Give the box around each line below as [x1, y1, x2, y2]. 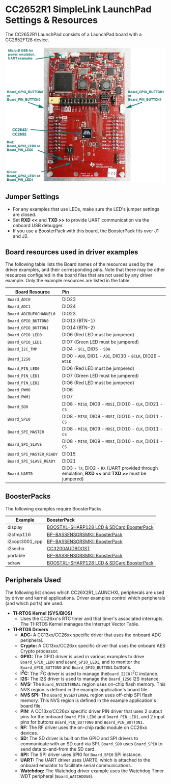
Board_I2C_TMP [7, 346, 38, 352]
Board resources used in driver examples [5, 248, 138, 257]
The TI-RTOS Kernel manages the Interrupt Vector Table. [20, 620, 140, 627]
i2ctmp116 [7, 531, 32, 537]
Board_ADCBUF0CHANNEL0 [7, 311, 56, 316]
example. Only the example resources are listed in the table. [5, 278, 131, 284]
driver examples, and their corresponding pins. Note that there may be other [5, 266, 165, 273]
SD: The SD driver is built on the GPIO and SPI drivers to [20, 735, 138, 742]
